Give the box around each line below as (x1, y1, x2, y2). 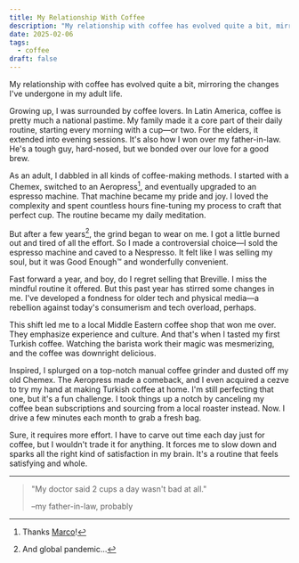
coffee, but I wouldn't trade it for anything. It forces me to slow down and (9, 439, 278, 450)
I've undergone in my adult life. (9, 88, 123, 99)
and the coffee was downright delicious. (9, 348, 157, 359)
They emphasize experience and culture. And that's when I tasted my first (9, 329, 280, 339)
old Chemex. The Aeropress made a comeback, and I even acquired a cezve (9, 375, 289, 386)
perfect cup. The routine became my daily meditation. (9, 209, 206, 220)
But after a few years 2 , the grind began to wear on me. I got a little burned (9, 226, 280, 239)
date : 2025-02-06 (9, 29, 74, 38)
